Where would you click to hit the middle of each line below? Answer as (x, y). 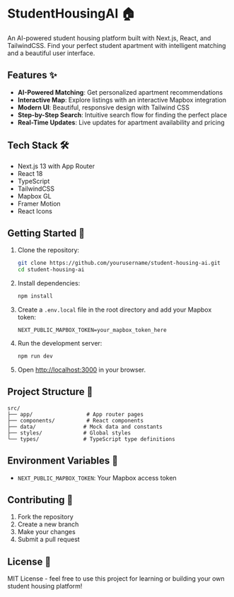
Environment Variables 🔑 (63, 461)
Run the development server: (60, 343)
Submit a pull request (48, 539)
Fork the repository (46, 517)
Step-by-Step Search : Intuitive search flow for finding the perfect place (122, 114)
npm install (35, 296)
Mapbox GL (34, 196)
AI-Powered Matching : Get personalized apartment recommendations (120, 92)
